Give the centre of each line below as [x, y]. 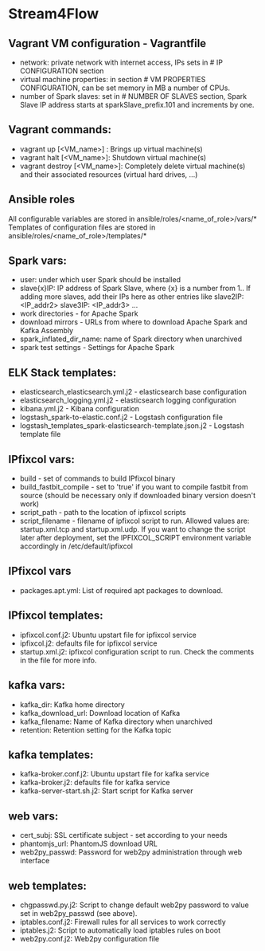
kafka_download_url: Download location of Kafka [100, 713]
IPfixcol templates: [56, 616]
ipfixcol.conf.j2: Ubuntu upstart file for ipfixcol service [108, 635]
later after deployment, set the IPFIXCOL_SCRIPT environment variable [135, 538]
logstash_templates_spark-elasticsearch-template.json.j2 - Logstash [132, 426]
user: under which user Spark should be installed [100, 280]
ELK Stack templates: [62, 373]
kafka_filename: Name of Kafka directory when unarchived [116, 721]
